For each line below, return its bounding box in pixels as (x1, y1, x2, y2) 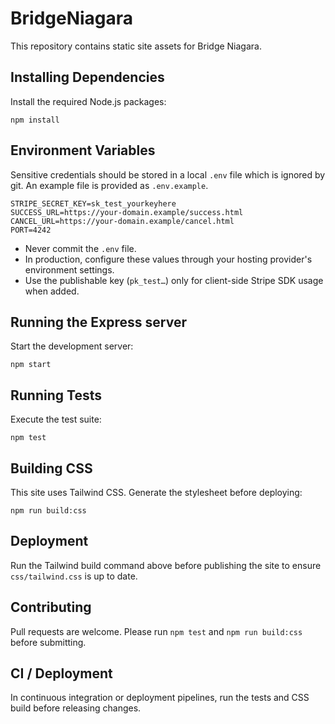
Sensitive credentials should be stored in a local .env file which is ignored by (10, 168, 326, 181)
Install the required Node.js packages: (10, 95, 167, 107)
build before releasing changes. (10, 702, 142, 714)
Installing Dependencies (10, 69, 165, 86)
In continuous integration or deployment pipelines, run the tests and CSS (10, 692, 310, 704)
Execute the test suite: (10, 413, 102, 426)
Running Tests (10, 387, 102, 404)
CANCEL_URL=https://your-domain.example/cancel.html (10, 216, 235, 226)
